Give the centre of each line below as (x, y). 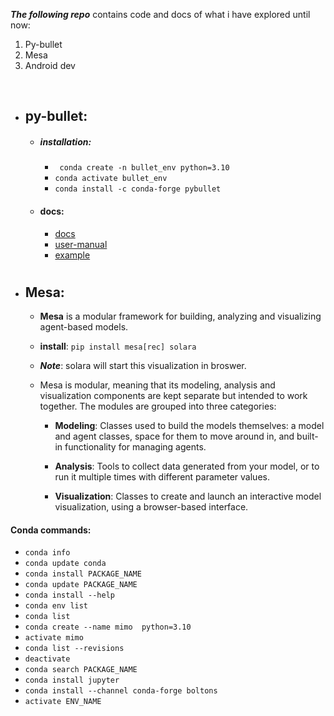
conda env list (56, 606)
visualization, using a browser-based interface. (151, 507)
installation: (65, 141)
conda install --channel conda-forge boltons (121, 691)
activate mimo (54, 638)
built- (307, 436)
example (72, 255)
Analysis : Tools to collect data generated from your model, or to (187, 466)
